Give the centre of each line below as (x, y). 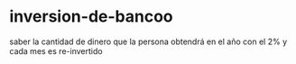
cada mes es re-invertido (56, 50)
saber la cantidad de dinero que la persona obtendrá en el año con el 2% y (148, 41)
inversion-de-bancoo (91, 17)
